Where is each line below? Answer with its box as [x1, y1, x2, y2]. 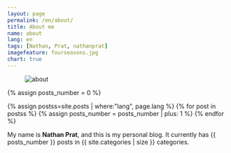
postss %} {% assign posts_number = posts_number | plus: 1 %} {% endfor [7, 109, 225, 117]
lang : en [7, 36, 33, 43]
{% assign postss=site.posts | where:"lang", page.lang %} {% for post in [7, 102, 216, 110]
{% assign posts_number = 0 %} [7, 88, 101, 96]
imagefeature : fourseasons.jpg [7, 50, 99, 57]
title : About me [7, 23, 55, 30]
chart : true [7, 56, 42, 63]
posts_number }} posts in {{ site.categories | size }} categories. [7, 138, 190, 146]
